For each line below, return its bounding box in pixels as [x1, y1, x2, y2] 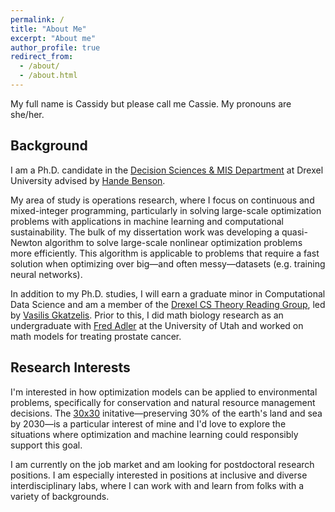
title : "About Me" [10, 24, 87, 34]
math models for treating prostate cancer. [10, 330, 182, 342]
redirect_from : [10, 52, 74, 62]
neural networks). [10, 268, 83, 280]
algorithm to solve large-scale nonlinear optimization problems [44, 236, 303, 248]
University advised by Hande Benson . [10, 174, 166, 186]
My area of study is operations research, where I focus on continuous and [10, 194, 315, 206]
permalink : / [10, 14, 65, 25]
